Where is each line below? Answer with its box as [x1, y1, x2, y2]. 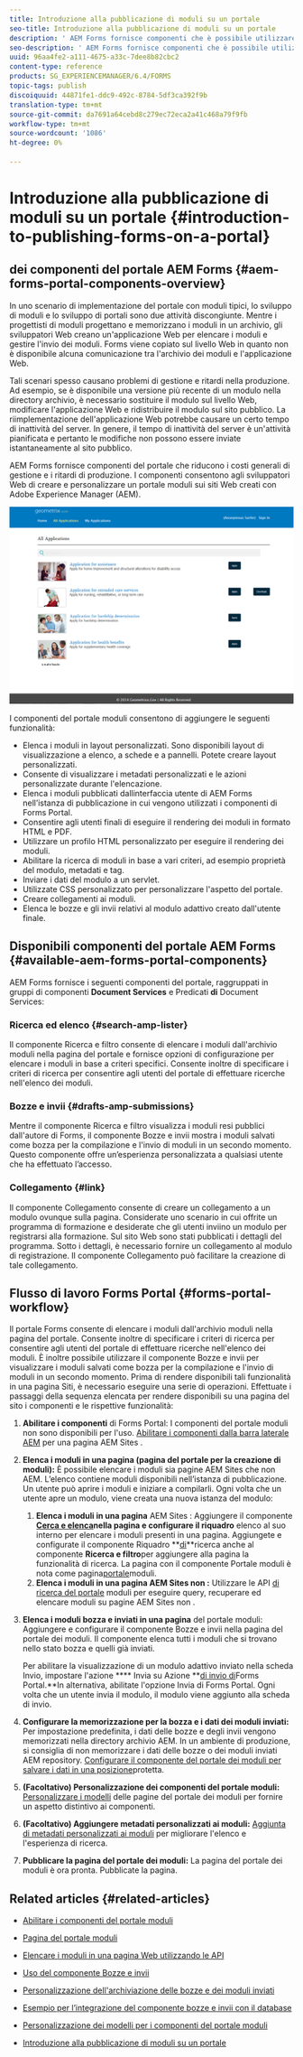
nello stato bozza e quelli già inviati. [22, 1643, 155, 1654]
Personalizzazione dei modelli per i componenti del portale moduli [22, 2020, 268, 2031]
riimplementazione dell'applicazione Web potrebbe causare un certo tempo [9, 414, 290, 424]
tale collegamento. [9, 1260, 78, 1270]
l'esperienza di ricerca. [22, 1838, 108, 1848]
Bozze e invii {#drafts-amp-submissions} [9, 1100, 195, 1112]
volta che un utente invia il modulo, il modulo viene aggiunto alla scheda [22, 1689, 290, 1700]
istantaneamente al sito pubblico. [9, 442, 133, 453]
